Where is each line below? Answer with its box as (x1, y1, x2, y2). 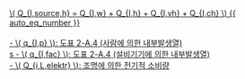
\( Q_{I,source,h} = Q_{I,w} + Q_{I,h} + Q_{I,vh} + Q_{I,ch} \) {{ (9, 8, 236, 18)
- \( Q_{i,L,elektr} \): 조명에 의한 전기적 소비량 (9, 60, 171, 70)
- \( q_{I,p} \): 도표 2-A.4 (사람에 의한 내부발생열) (9, 38, 183, 48)
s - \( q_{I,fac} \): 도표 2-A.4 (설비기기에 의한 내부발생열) (9, 48, 211, 59)
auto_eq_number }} (9, 17, 81, 28)
